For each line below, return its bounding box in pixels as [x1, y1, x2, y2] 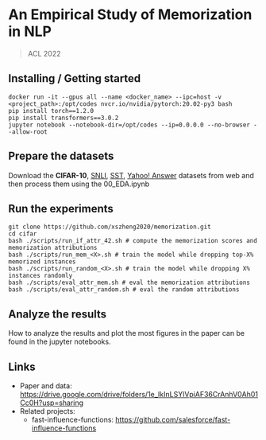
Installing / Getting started [8, 72, 141, 85]
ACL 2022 [27, 49, 61, 58]
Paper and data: [19, 381, 73, 391]
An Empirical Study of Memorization [8, 6, 253, 24]
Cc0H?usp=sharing [19, 398, 84, 407]
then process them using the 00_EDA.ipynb [8, 179, 150, 189]
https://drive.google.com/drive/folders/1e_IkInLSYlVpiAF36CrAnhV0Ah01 [19, 390, 259, 399]
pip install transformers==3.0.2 [8, 114, 119, 122]
